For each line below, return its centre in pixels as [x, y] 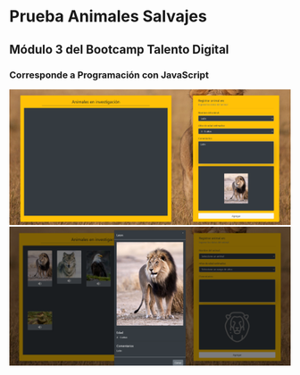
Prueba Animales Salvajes [108, 17]
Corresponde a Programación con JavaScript [109, 75]
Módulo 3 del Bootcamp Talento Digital [119, 50]
